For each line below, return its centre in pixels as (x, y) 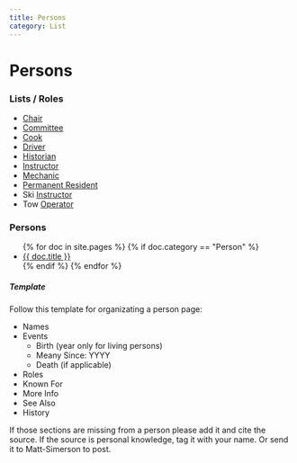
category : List (38, 26)
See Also (39, 403)
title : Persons (38, 18)
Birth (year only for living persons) (99, 346)
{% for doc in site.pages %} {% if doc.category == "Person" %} (140, 247)
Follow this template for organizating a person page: (106, 309)
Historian (39, 156)
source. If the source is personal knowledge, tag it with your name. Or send (149, 440)
